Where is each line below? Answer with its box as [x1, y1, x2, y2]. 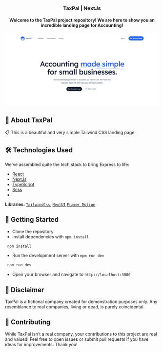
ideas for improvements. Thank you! [5, 341, 78, 347]
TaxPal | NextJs [63, 5, 101, 12]
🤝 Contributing [5, 318, 51, 327]
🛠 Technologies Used [5, 146, 73, 154]
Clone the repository [12, 228, 54, 235]
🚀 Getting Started [5, 215, 59, 224]
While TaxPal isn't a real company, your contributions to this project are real [5, 331, 157, 337]
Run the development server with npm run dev [12, 253, 104, 258]
